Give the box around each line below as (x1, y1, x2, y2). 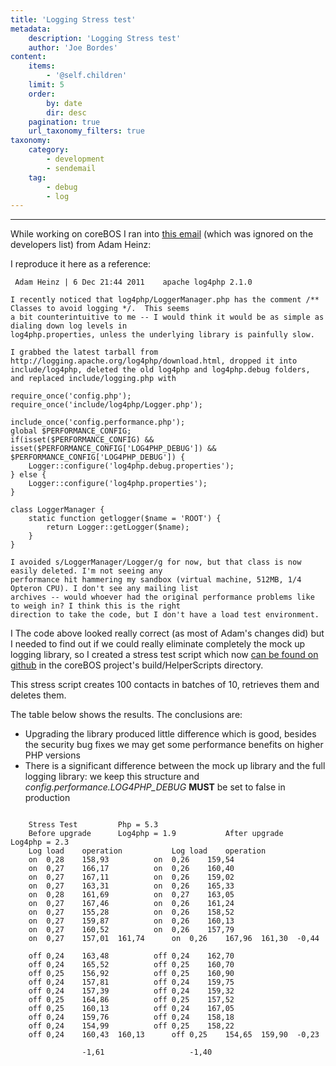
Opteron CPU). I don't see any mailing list (10, 584, 199, 594)
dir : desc (46, 107, 87, 118)
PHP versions (24, 749, 81, 761)
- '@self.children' (46, 71, 128, 81)
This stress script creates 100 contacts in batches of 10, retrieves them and (10, 679, 320, 691)
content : (10, 52, 47, 62)
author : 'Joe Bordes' (28, 42, 118, 53)
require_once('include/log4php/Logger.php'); (10, 400, 203, 410)
